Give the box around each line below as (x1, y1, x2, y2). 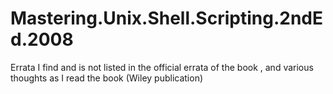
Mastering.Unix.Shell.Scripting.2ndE (10, 7, 323, 30)
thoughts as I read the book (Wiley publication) (10, 72, 204, 84)
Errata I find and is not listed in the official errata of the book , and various (10, 61, 314, 73)
